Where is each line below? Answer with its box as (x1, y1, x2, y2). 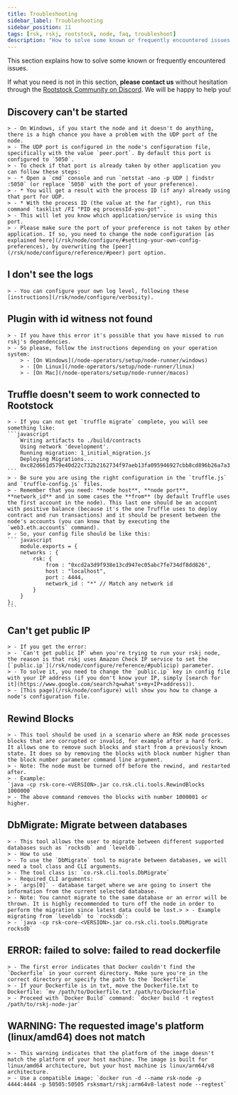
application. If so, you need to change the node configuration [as (7, 231, 215, 238)
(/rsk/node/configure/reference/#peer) (7, 249, 126, 256)
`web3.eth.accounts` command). (7, 524, 100, 531)
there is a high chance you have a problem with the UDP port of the (7, 131, 218, 138)
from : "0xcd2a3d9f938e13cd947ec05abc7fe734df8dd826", (45, 561, 212, 569)
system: (7, 350, 31, 358)
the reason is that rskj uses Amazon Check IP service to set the (7, 656, 208, 663)
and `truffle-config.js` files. (7, 481, 103, 488)
